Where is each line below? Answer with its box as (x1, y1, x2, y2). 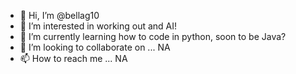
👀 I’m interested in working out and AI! (19, 20, 178, 32)
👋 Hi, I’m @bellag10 (19, 10, 100, 21)
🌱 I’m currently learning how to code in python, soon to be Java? (19, 31, 287, 42)
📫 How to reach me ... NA (19, 53, 128, 64)
